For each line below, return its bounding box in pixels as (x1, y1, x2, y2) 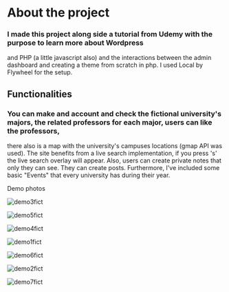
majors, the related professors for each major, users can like (7, 117, 212, 127)
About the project (7, 5, 110, 21)
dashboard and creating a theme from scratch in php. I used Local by (7, 61, 204, 70)
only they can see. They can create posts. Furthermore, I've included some (7, 164, 220, 172)
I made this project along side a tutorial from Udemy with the (7, 30, 213, 39)
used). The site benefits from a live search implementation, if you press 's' (7, 149, 218, 158)
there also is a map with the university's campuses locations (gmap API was (7, 142, 222, 150)
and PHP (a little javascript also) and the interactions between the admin (7, 54, 212, 62)
